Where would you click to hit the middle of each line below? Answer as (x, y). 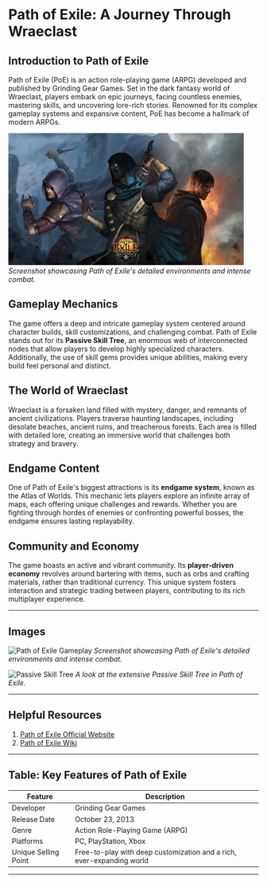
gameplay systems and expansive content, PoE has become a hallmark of (129, 114)
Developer (29, 808)
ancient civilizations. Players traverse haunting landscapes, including (121, 418)
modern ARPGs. (35, 122)
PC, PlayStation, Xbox (110, 841)
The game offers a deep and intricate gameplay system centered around (127, 323)
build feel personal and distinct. (60, 365)
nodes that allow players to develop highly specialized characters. (116, 349)
